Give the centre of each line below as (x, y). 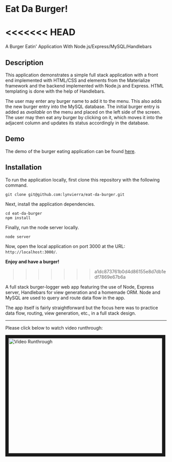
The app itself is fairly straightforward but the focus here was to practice (82, 307)
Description (24, 63)
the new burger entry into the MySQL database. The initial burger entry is (82, 106)
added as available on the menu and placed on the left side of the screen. (83, 112)
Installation (24, 168)
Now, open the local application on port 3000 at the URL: (65, 246)
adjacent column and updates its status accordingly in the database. (77, 123)
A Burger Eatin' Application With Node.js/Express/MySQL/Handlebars (79, 47)
